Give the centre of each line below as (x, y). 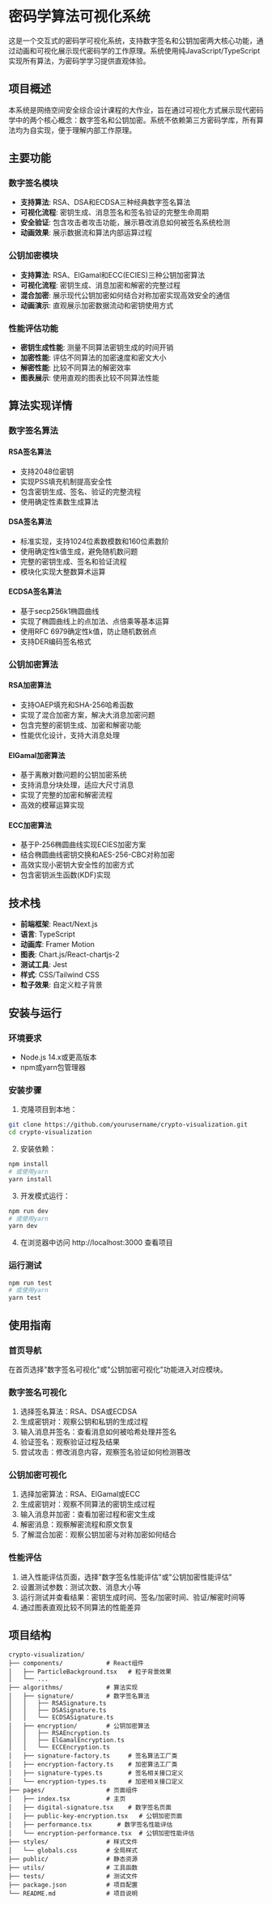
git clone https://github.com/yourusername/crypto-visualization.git (128, 1125)
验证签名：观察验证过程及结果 (70, 1442)
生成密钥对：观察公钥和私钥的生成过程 (84, 1421)
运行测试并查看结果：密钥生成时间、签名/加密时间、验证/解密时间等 (132, 1597)
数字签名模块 (34, 183)
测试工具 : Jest (43, 965)
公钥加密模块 (34, 256)
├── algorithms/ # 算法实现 (73, 1687)
